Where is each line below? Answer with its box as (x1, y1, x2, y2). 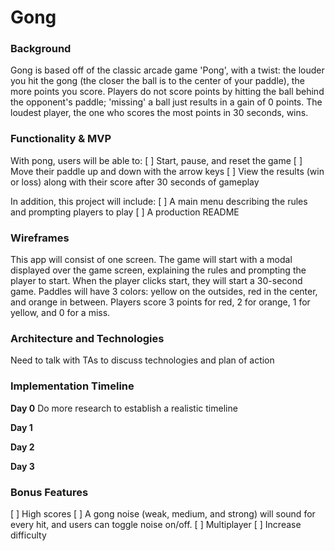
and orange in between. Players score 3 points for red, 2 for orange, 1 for (10, 296, 311, 308)
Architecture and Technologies (10, 332, 165, 345)
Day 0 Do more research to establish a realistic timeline (10, 402, 238, 414)
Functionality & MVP (10, 132, 112, 146)
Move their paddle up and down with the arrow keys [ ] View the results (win (10, 165, 325, 177)
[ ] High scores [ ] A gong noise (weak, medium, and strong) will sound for (10, 507, 316, 520)
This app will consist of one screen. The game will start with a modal (10, 254, 293, 266)
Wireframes (10, 231, 70, 245)
